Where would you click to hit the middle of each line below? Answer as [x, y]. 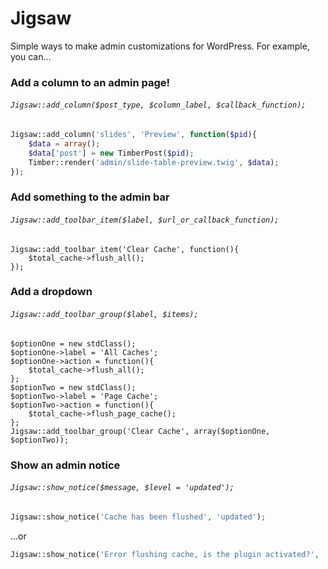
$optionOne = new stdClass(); [73, 343]
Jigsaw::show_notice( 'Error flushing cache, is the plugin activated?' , [165, 554]
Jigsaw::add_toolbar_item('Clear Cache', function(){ [125, 249]
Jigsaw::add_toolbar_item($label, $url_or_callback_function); [145, 220]
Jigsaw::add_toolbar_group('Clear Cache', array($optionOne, [140, 431]
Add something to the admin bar [90, 197]
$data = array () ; [64, 143]
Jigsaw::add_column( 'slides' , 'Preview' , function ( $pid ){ [133, 135]
